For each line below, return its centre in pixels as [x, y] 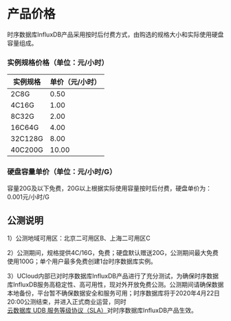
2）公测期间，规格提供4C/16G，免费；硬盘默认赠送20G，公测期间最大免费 [113, 253]
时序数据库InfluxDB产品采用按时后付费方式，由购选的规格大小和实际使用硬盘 [115, 34]
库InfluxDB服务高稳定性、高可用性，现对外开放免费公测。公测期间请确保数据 [115, 285]
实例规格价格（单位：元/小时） [58, 63]
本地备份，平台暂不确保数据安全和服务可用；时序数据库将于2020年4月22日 [113, 294]
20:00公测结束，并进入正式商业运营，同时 [67, 302]
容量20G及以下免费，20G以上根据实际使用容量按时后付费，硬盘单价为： [109, 188]
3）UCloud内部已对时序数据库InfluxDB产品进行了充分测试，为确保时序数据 [113, 276]
